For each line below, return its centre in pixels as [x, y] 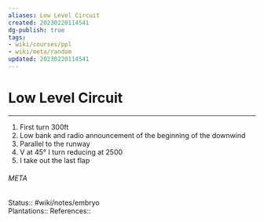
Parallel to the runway [55, 144]
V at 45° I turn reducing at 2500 [71, 152]
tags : [17, 37]
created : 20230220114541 [49, 23]
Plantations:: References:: [49, 211]
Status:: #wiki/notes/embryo [54, 203]
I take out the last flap [55, 160]
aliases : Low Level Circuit [54, 15]
